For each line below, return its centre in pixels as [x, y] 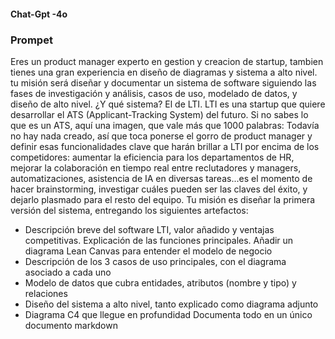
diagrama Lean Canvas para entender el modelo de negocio [148, 251]
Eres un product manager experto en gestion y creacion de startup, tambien [167, 61]
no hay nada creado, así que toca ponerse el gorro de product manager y [161, 136]
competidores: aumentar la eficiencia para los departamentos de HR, [152, 157]
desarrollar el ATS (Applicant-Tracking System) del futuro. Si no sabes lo [159, 114]
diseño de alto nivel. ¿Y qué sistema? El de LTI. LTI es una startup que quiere [168, 104]
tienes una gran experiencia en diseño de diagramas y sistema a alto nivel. [164, 72]
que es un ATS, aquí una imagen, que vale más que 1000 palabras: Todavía [165, 125]
